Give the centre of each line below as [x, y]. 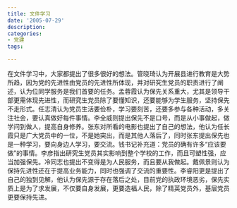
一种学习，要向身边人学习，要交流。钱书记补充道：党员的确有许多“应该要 [120, 144]
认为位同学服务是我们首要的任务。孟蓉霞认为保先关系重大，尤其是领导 [121, 91]
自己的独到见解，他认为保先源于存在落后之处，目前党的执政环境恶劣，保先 [115, 179]
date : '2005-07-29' [36, 20]
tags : [15, 47]
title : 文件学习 [29, 14]
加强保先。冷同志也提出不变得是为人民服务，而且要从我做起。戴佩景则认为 [121, 162]
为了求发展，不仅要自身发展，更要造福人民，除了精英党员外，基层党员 [128, 188]
